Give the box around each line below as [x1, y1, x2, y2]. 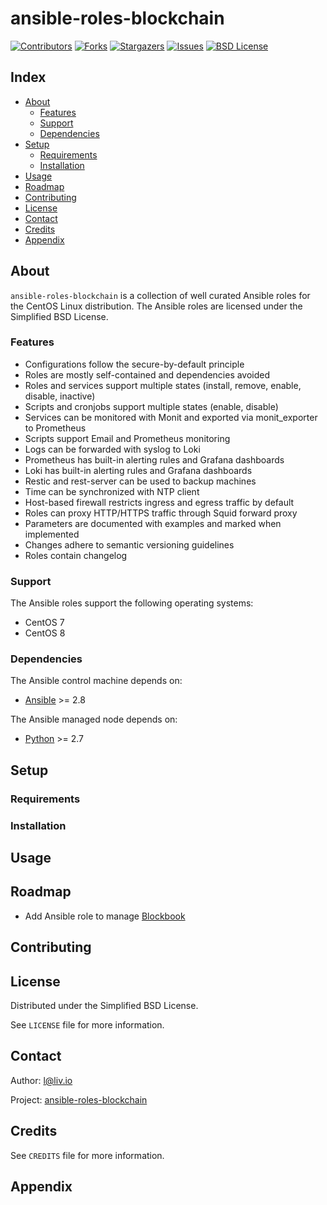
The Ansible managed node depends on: [10, 713, 178, 726]
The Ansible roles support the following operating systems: [10, 597, 254, 609]
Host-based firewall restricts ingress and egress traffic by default [24, 496, 295, 508]
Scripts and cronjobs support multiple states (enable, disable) [24, 400, 279, 412]
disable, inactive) [24, 390, 96, 402]
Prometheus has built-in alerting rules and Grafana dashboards [24, 453, 285, 466]
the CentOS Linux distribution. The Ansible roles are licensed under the [10, 300, 303, 312]
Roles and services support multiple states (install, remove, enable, [24, 379, 302, 391]
